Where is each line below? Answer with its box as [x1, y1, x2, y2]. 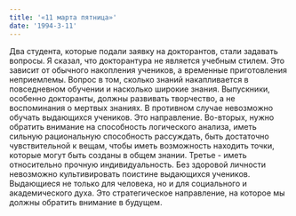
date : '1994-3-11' [9, 21, 77, 30]
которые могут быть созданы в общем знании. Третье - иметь [9, 149, 247, 160]
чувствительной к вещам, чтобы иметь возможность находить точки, [9, 140, 275, 151]
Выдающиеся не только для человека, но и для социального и [9, 178, 247, 188]
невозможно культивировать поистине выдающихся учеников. [9, 168, 251, 179]
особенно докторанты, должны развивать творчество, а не [9, 92, 236, 103]
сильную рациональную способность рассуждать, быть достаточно [9, 131, 269, 141]
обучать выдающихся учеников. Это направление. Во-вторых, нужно [9, 112, 275, 123]
